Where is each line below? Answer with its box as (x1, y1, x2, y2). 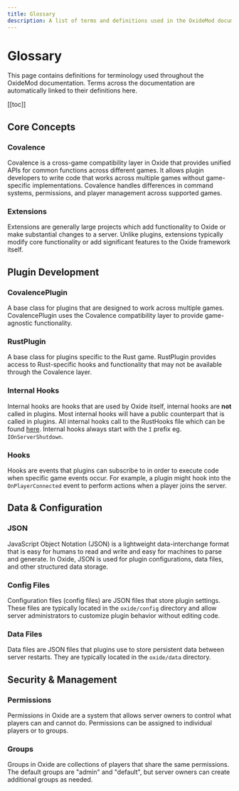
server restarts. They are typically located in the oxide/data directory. (7, 653, 211, 661)
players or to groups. (7, 726, 69, 735)
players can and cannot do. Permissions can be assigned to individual (7, 718, 212, 727)
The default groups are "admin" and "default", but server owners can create (7, 767, 230, 777)
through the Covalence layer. (7, 368, 92, 376)
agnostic (7, 319, 33, 328)
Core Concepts (7, 120, 76, 133)
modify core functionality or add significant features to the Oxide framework (7, 238, 231, 247)
